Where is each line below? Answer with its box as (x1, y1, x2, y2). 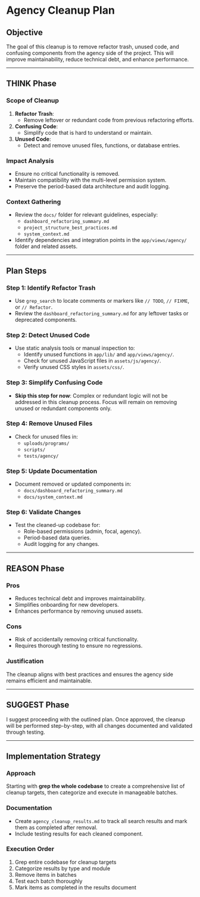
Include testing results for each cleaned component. (14, 830, 143, 837)
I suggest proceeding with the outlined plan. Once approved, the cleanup (6, 716, 186, 723)
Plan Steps (6, 266, 47, 276)
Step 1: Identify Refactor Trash (6, 284, 96, 292)
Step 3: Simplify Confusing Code (6, 378, 103, 387)
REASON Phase (6, 563, 64, 573)
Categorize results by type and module (14, 865, 111, 872)
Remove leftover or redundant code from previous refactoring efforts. (23, 116, 194, 123)
